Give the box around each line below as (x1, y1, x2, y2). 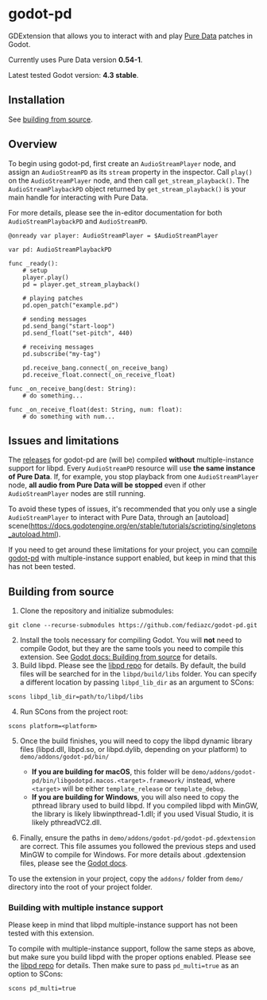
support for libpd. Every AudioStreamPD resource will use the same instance (8, 463, 256, 473)
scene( (8, 521, 32, 531)
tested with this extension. (8, 928, 95, 938)
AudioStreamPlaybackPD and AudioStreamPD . (8, 216, 149, 226)
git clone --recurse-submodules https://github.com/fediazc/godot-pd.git (8, 622, 258, 630)
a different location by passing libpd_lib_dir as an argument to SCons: (19, 677, 254, 688)
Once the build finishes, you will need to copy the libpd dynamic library (19, 736, 253, 746)
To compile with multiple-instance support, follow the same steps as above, (8, 944, 256, 954)
